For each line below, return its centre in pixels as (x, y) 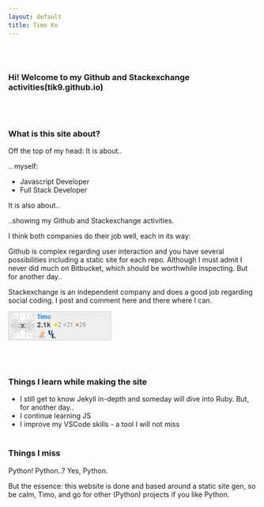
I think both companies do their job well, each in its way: (100, 236)
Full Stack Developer (53, 190)
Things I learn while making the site (78, 382)
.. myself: (23, 166)
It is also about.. (34, 205)
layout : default (35, 17)
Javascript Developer (54, 181)
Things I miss (34, 453)
